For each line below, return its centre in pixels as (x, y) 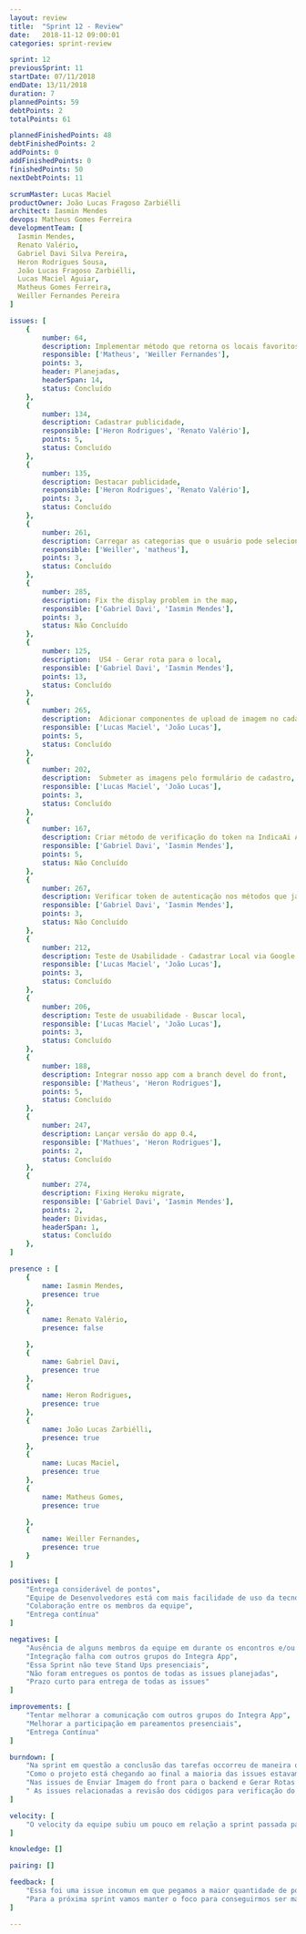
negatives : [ (34, 1640)
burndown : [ (32, 1757)
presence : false (73, 1328)
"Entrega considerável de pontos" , (93, 1589)
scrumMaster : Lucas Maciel (61, 194)
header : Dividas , (75, 1218)
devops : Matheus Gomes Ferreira (71, 220)
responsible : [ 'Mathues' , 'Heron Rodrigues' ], (132, 1142)
